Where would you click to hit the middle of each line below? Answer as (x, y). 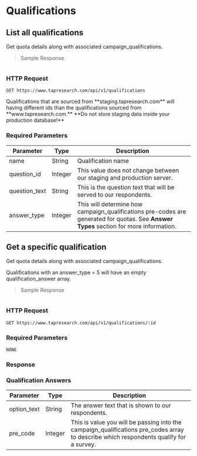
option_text (24, 409)
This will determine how (110, 204)
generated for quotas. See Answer (125, 219)
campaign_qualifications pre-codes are (132, 211)
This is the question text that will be (126, 187)
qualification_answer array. (39, 279)
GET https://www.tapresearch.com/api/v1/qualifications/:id (81, 323)
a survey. (83, 444)
